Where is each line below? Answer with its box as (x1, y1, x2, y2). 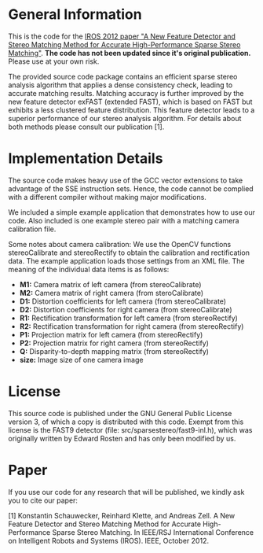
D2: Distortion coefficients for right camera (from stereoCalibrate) (19, 304, 233, 314)
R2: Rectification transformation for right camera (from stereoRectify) (19, 321, 244, 331)
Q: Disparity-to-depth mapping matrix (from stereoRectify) (19, 346, 210, 356)
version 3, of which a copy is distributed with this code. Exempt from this (8, 417, 244, 426)
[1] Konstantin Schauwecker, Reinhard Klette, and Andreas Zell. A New (8, 511, 236, 520)
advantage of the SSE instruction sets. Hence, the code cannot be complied (8, 183, 254, 194)
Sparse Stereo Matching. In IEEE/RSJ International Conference (52, 527, 254, 536)
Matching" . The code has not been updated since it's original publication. (8, 48, 251, 57)
